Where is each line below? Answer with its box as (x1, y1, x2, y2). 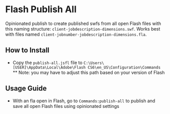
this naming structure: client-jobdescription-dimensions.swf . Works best (5, 25, 161, 32)
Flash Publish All (5, 4, 77, 15)
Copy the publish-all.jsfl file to (12, 60, 83, 66)
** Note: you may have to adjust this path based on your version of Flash (12, 69, 165, 75)
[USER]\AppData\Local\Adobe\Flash (12, 65, 86, 70)
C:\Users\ (83, 60, 105, 66)
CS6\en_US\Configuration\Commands (88, 65, 161, 70)
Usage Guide (5, 84, 47, 93)
